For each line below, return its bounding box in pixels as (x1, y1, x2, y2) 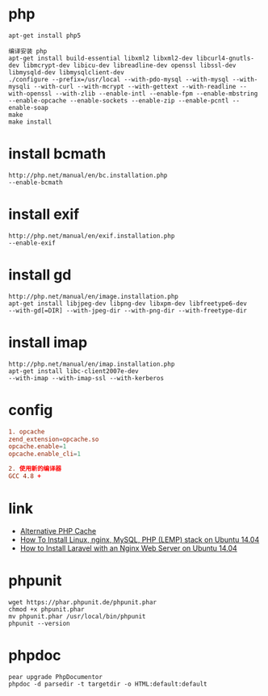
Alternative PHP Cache (19, 526, 97, 535)
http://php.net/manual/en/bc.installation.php (8, 171, 168, 179)
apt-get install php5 (8, 31, 82, 40)
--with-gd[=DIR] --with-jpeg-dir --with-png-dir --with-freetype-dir (8, 306, 248, 315)
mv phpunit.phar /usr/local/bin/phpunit (8, 612, 147, 620)
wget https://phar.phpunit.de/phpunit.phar (8, 598, 157, 606)
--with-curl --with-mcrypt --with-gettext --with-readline (33, 82, 237, 90)
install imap (8, 333, 88, 351)
